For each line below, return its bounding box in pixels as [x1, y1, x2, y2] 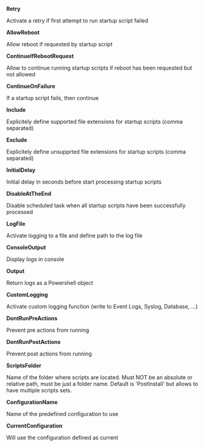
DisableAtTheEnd [6, 190, 52, 197]
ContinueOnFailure [6, 82, 55, 90]
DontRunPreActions [6, 315, 58, 322]
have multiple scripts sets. [6, 387, 72, 394]
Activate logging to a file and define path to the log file [6, 232, 143, 239]
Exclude [6, 137, 27, 143]
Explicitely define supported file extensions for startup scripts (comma [6, 118, 183, 125]
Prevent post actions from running [6, 350, 93, 357]
